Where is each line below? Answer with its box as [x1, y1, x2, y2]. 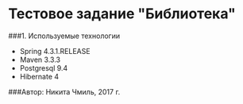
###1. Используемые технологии [8, 31, 121, 40]
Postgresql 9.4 [19, 63, 68, 72]
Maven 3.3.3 [19, 55, 61, 64]
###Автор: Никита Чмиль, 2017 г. [8, 87, 121, 96]
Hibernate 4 [19, 71, 60, 81]
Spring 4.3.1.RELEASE [19, 46, 91, 56]
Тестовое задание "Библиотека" [8, 5, 237, 23]
